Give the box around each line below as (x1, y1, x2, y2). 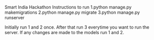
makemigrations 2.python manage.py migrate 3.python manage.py (4, 9, 140, 15)
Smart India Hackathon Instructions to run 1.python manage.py (4, 4, 132, 10)
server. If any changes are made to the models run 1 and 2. (4, 30, 124, 35)
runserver (4, 15, 25, 20)
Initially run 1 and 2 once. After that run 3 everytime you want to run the (4, 24, 150, 30)
